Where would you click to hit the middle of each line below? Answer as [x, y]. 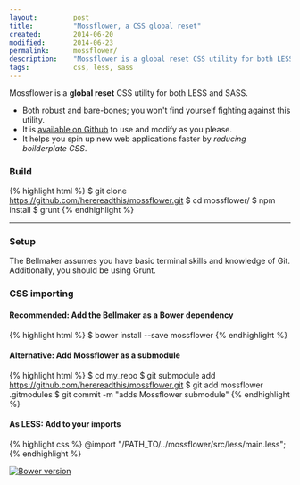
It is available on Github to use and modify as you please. [127, 129]
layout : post [50, 17]
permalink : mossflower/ [63, 51]
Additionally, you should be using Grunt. [83, 270]
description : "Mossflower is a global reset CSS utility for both [142, 59]
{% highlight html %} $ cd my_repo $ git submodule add [112, 375]
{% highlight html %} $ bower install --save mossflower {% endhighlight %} [149, 335]
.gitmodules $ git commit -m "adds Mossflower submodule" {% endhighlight [150, 394]
